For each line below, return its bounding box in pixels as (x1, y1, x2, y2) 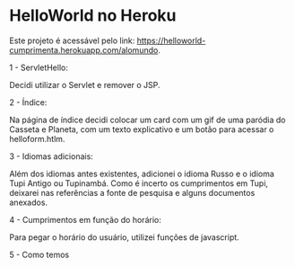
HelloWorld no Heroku (9, 5, 177, 26)
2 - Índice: (9, 96, 48, 108)
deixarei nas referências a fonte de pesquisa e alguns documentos (9, 187, 256, 198)
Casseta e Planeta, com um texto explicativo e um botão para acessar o (9, 123, 274, 135)
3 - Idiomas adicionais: (9, 150, 94, 162)
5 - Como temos (9, 249, 70, 260)
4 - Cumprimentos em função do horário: (9, 214, 161, 225)
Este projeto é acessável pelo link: (9, 35, 135, 46)
